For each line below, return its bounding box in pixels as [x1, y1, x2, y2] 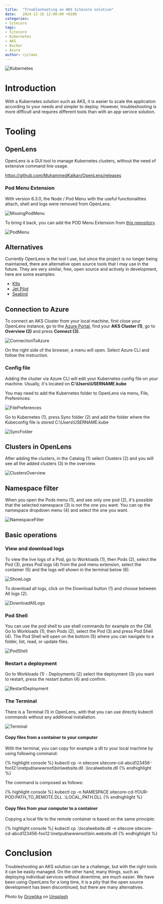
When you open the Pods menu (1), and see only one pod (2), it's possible [5, 497, 153, 503]
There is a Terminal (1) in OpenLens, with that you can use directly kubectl [5, 709, 153, 715]
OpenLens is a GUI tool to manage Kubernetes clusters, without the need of [5, 158, 156, 164]
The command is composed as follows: [5, 779, 83, 785]
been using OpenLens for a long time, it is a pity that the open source [5, 879, 144, 885]
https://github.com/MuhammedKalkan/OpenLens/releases [5, 173, 121, 179]
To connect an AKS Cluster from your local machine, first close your [5, 318, 141, 324]
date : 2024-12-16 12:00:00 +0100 [5, 12, 77, 16]
